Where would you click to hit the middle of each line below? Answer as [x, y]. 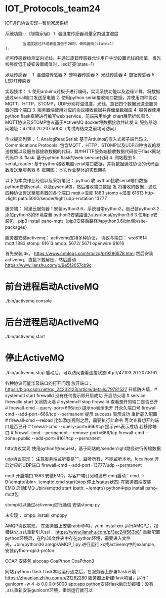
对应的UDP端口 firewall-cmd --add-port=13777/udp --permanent [76, 465]
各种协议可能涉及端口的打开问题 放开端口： [49, 383]
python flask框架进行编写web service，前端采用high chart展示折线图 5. [78, 116]
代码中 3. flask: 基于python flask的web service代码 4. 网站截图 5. [71, 157]
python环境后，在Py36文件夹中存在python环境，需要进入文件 [68, 538]
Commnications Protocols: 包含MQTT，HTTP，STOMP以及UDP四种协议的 [81, 145]
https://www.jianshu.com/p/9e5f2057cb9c [48, 265]
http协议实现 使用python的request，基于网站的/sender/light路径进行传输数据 [83, 448]
